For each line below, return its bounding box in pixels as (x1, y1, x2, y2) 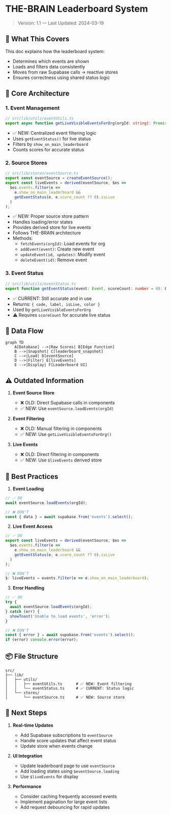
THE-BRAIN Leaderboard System (5, 3, 149, 15)
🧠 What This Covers (5, 35, 70, 43)
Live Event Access (12, 523, 53, 529)
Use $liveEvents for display (20, 773, 79, 779)
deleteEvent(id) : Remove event (20, 257, 88, 263)
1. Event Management (5, 105, 60, 112)
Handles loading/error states (12, 219, 73, 225)
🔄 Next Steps (5, 708, 47, 717)
